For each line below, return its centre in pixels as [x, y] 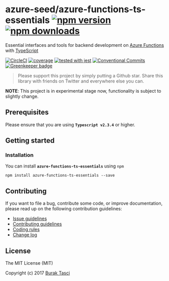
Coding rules [26, 230]
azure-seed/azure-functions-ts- [76, 9]
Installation [20, 155]
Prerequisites [27, 112]
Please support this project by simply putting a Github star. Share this [90, 75]
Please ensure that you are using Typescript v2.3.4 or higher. [70, 124]
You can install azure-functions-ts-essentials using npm [65, 166]
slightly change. [22, 96]
